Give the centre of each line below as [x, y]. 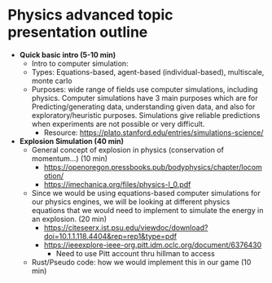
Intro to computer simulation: [80, 63]
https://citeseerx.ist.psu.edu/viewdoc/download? [126, 227]
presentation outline [78, 32]
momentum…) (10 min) [69, 158]
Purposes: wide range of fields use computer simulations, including [145, 89]
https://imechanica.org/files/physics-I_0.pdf [117, 184]
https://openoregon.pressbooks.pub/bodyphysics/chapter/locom [153, 167]
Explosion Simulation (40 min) [71, 141]
